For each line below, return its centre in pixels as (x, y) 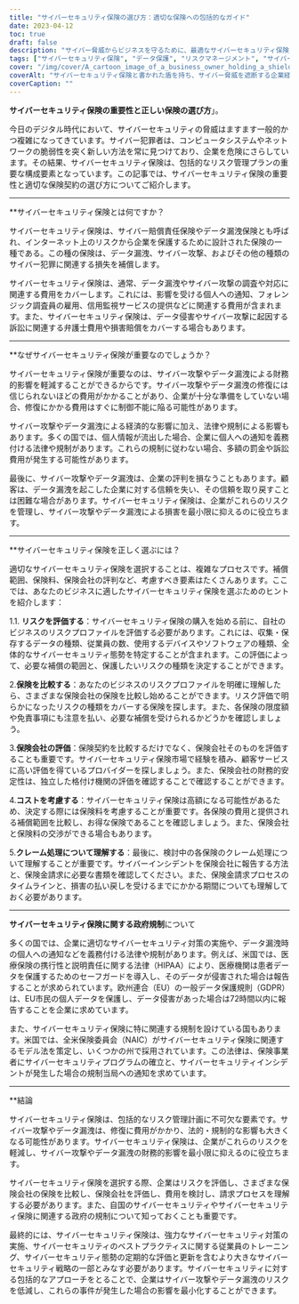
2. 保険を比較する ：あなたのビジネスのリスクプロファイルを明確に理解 (137, 684)
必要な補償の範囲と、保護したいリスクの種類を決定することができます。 (157, 665)
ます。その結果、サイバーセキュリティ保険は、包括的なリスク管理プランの (145, 162)
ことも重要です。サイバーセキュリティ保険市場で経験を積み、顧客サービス (153, 759)
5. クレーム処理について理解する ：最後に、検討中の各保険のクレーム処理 (141, 852)
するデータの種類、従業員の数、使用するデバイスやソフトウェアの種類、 (149, 643)
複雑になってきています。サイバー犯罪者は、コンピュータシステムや (141, 140)
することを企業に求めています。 (75, 1010)
